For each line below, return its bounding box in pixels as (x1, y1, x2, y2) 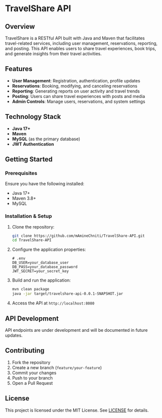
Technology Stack (5, 113, 61, 121)
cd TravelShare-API (12, 238, 52, 243)
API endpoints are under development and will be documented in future (5, 327, 148, 333)
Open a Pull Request (12, 380, 53, 386)
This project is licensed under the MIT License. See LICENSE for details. (5, 407, 149, 413)
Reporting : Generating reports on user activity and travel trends (12, 88, 140, 94)
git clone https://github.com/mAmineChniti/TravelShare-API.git (12, 233, 145, 238)
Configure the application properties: (12, 247, 86, 252)
